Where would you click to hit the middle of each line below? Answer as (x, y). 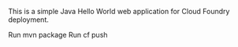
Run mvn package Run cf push (58, 35)
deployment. (28, 20)
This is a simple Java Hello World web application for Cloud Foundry (119, 11)
